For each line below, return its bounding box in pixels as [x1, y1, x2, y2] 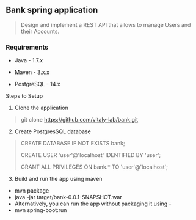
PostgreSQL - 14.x [14, 81, 60, 88]
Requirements [5, 43, 49, 51]
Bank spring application [5, 5, 98, 15]
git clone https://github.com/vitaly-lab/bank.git [20, 116, 139, 123]
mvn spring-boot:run [14, 207, 67, 214]
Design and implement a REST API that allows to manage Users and [20, 21, 191, 28]
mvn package [14, 187, 49, 194]
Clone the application [14, 104, 68, 112]
